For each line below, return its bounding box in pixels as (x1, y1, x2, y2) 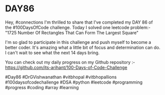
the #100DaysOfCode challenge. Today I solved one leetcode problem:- (5, 24, 151, 30)
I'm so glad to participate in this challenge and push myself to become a (5, 39, 151, 45)
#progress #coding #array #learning (5, 84, 79, 90)
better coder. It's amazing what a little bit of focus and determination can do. (5, 44, 161, 50)
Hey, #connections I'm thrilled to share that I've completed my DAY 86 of (5, 19, 153, 25)
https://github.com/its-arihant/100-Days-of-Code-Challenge (5, 64, 128, 70)
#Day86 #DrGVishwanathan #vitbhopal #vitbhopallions (5, 74, 117, 80)
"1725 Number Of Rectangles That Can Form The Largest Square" (5, 30, 139, 35)
